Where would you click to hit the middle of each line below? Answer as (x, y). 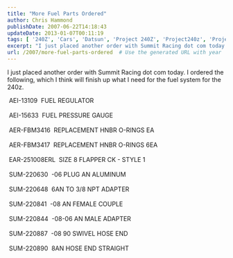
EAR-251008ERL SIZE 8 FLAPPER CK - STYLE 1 (77, 159)
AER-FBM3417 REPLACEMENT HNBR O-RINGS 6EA (83, 145)
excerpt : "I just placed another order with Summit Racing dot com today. (118, 46)
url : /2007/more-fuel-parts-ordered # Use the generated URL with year (114, 53)
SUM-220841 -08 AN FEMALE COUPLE (66, 204)
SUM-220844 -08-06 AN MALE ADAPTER (70, 218)
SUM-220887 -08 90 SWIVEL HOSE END (68, 233)
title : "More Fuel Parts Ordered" (57, 14)
